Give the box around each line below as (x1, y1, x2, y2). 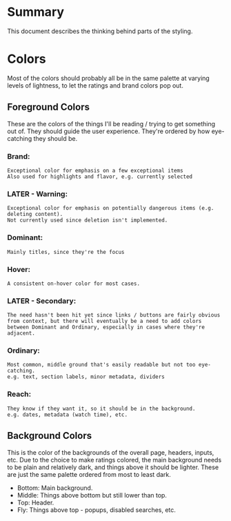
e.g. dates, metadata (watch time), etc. (7, 411, 128, 418)
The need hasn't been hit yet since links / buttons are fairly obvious (7, 312, 221, 319)
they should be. (33, 134, 78, 142)
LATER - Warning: (7, 189, 68, 199)
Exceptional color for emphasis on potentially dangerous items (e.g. (7, 205, 214, 212)
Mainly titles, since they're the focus (7, 248, 125, 255)
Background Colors (7, 430, 92, 442)
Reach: (7, 389, 32, 399)
